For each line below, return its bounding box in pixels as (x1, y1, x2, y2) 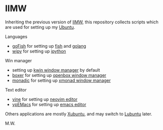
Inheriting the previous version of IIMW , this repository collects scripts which (5, 19, 159, 25)
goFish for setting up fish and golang (12, 43, 87, 49)
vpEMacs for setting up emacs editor (12, 101, 87, 107)
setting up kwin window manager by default (12, 67, 100, 73)
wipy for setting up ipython (12, 48, 67, 54)
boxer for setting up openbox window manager (12, 72, 107, 78)
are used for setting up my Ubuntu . (5, 24, 75, 30)
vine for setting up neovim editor (12, 96, 78, 102)
